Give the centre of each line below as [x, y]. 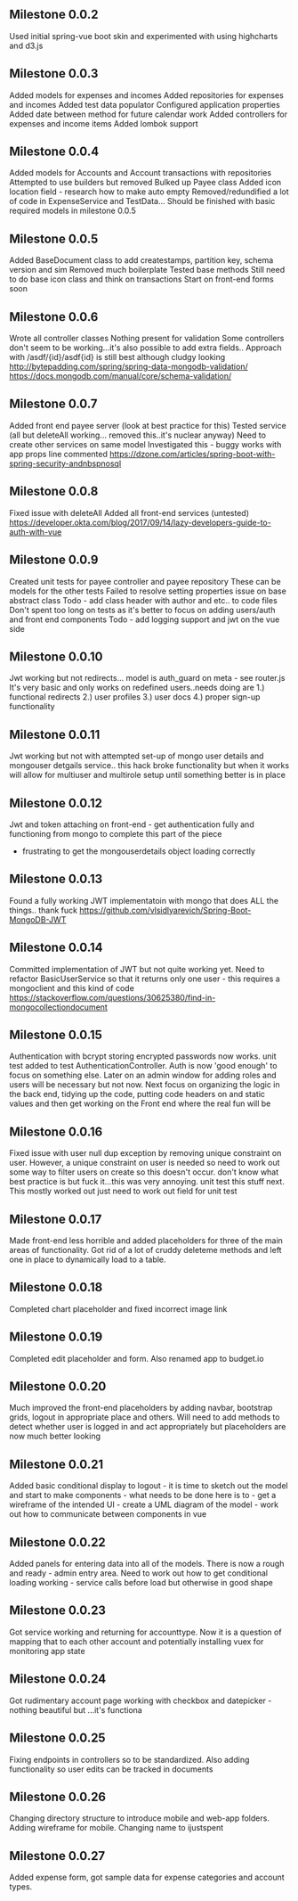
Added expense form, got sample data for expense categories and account [147, 1877]
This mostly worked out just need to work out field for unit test [123, 1191]
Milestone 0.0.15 [56, 1034]
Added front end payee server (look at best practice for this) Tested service [148, 425]
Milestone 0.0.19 [56, 1337]
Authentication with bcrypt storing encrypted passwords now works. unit [143, 1056]
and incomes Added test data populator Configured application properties [145, 104]
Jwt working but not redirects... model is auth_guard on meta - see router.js [147, 678]
